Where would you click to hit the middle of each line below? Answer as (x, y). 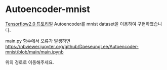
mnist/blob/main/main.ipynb (34, 52)
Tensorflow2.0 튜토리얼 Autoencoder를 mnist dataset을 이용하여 (71, 24)
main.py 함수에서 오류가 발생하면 (38, 41)
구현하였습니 (150, 24)
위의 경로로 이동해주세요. (30, 62)
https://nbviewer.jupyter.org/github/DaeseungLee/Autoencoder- (72, 46)
